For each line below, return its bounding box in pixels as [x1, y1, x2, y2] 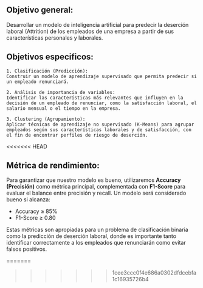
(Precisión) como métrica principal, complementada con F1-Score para [6, 183, 186, 190]
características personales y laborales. [6, 34, 103, 41]
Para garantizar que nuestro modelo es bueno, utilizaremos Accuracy [6, 176, 181, 184]
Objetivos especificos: [6, 52, 94, 62]
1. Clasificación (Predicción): [6, 68, 88, 74]
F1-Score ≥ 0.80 [15, 214, 56, 221]
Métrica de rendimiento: [6, 160, 100, 171]
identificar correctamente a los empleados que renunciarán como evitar [6, 239, 187, 247]
